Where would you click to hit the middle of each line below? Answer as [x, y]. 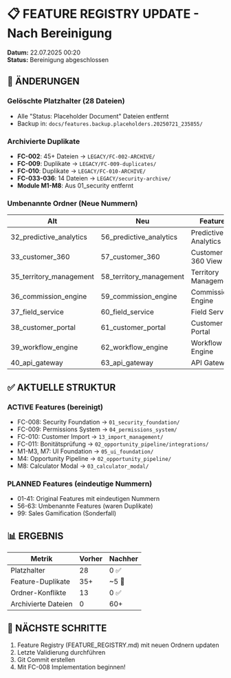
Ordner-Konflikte [38, 593]
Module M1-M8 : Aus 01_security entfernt [75, 185]
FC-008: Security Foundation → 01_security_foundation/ [98, 422]
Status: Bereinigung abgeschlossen [58, 59]
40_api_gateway [37, 363]
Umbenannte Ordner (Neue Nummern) [73, 203]
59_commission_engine [139, 296]
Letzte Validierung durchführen [61, 652]
